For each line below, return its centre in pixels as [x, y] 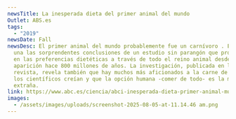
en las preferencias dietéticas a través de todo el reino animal [113, 59]
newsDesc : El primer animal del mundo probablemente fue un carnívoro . [116, 46]
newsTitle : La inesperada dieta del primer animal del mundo [99, 14]
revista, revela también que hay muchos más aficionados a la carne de [121, 72]
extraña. [26, 85]
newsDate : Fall [29, 40]
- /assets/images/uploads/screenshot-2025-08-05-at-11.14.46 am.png [116, 105]
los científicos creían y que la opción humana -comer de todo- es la [119, 79]
